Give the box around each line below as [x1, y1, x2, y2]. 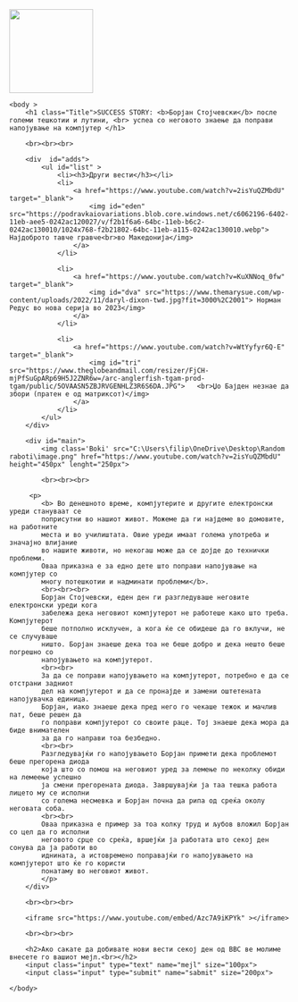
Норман [256, 296, 281, 305]
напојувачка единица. [9, 695, 90, 703]
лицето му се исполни [9, 788, 90, 797]
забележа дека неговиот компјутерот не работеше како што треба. [41, 609, 290, 618]
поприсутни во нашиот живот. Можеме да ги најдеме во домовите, [41, 515, 286, 524]
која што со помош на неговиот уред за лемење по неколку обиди [41, 765, 286, 774]
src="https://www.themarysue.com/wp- [145, 288, 286, 297]
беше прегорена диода [9, 757, 90, 766]
